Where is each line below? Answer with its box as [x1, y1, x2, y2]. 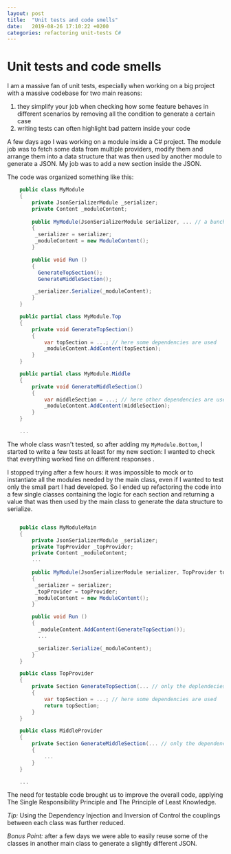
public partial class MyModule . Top [19, 313, 122, 320]
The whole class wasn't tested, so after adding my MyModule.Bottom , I [7, 440, 203, 448]
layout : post [7, 10, 45, 17]
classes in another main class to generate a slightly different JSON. [7, 840, 197, 848]
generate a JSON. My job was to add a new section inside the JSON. [7, 160, 201, 168]
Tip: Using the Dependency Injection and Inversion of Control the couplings [7, 811, 221, 820]
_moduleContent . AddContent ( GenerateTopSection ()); [37, 626, 186, 634]
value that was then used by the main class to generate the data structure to [7, 497, 223, 506]
